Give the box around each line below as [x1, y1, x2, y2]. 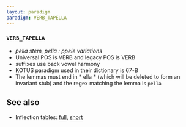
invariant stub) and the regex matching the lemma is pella [15, 79, 162, 87]
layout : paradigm [6, 9, 51, 15]
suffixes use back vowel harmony [15, 60, 100, 67]
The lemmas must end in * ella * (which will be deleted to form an [15, 73, 180, 80]
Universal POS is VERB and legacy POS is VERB [15, 53, 136, 61]
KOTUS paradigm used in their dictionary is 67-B [15, 67, 139, 74]
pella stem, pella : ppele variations [15, 47, 103, 54]
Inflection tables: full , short [15, 114, 83, 121]
